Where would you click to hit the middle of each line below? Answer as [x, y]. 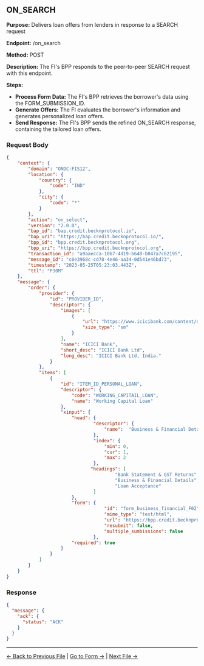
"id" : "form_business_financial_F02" [152, 509]
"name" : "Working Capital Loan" [112, 401]
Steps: [15, 85]
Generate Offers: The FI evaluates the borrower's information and [98, 110]
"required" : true [93, 543]
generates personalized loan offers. [59, 116]
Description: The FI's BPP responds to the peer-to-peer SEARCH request [98, 66]
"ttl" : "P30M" [46, 271]
